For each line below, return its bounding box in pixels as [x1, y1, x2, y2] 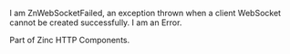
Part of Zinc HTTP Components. [9, 35, 130, 45]
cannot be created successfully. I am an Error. [9, 17, 182, 28]
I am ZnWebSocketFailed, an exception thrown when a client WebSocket [9, 8, 281, 18]
